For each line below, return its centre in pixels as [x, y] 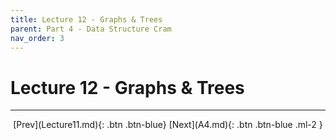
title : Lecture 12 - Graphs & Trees [86, 19]
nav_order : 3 [37, 38]
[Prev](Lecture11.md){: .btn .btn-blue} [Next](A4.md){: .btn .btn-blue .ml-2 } [168, 125]
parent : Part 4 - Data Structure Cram [91, 29]
